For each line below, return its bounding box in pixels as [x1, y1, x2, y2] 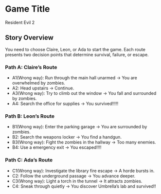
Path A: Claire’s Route [5, 64, 57, 71]
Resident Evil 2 [5, 19, 35, 25]
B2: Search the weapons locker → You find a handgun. [12, 134, 122, 140]
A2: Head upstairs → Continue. [12, 85, 74, 91]
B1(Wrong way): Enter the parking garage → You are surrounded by [12, 124, 147, 130]
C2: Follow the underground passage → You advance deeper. [12, 173, 136, 178]
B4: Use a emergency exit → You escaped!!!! [12, 144, 102, 150]
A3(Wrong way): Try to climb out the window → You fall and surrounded [12, 90, 157, 96]
